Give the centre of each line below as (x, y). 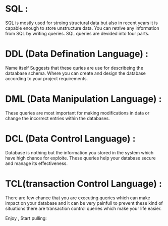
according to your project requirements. (47, 78)
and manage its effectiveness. (37, 163)
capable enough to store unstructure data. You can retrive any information (82, 28)
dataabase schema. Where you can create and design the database (76, 73)
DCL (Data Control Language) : (70, 139)
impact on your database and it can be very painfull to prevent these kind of (84, 203)
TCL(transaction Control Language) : (84, 183)
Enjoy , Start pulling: (26, 218)
